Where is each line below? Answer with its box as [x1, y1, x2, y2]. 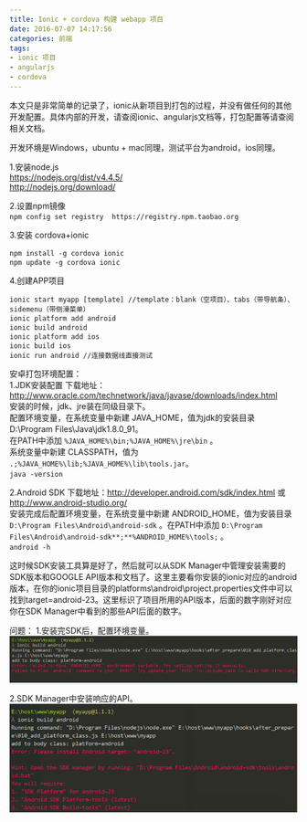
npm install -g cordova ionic [9, 248, 125, 258]
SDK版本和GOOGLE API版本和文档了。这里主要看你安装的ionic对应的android [9, 571, 297, 582]
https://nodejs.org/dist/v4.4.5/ [9, 172, 123, 183]
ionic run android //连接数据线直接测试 [9, 351, 153, 360]
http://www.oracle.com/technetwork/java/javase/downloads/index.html [9, 389, 278, 401]
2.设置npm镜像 [9, 200, 66, 211]
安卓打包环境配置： [9, 368, 82, 379]
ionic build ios [9, 341, 71, 351]
